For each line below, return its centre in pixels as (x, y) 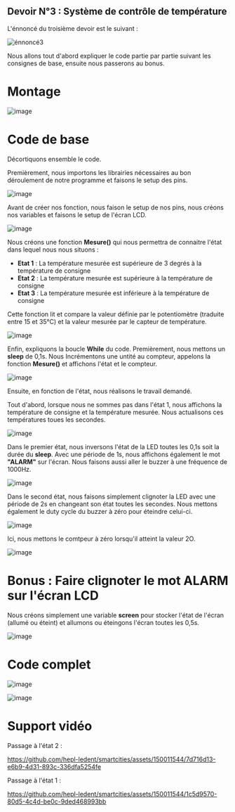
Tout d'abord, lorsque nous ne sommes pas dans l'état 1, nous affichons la (115, 404)
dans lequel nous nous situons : (53, 250)
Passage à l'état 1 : (34, 780)
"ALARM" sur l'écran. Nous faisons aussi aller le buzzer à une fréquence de (117, 462)
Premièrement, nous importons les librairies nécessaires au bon (99, 172)
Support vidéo (50, 726)
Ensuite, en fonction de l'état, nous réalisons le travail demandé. (100, 391)
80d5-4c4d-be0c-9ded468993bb (57, 801)
